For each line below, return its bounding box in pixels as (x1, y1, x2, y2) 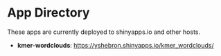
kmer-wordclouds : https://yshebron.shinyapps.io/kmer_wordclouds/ (17, 41, 215, 49)
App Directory (7, 5, 90, 21)
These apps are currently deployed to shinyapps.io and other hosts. (7, 28, 201, 36)
